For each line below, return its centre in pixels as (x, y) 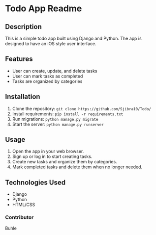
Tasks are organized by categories (47, 81)
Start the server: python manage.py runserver (58, 124)
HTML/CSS (24, 205)
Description (23, 27)
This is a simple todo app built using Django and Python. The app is (73, 38)
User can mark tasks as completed (47, 76)
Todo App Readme (44, 9)
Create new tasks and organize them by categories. (64, 162)
